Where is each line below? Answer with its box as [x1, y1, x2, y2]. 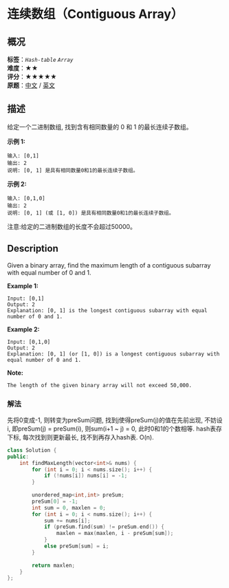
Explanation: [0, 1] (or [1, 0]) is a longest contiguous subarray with [7, 350, 220, 358]
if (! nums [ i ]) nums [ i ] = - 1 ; [43, 472, 128, 479]
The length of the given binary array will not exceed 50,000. [7, 382, 193, 389]
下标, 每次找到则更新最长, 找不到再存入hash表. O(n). [7, 433, 154, 441]
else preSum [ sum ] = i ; [43, 543, 109, 550]
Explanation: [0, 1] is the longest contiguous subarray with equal [7, 307, 208, 314]
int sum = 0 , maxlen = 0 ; [32, 504, 107, 511]
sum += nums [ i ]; [43, 517, 91, 524]
